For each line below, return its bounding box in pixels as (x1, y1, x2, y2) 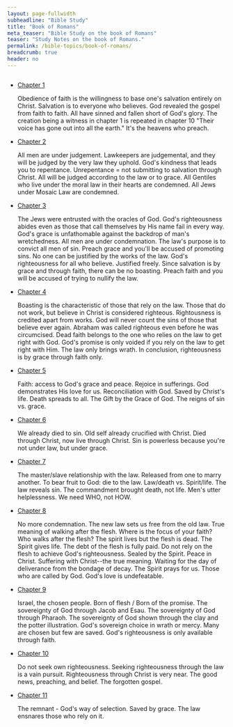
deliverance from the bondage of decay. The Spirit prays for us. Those (17, 564, 220, 572)
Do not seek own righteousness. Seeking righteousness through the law (17, 662, 224, 671)
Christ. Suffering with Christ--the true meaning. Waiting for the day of (17, 556, 217, 565)
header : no (7, 56, 39, 63)
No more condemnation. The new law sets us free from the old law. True (17, 519, 225, 528)
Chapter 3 (17, 201, 47, 210)
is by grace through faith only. (17, 352, 104, 361)
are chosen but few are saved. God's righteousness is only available (17, 628, 214, 636)
